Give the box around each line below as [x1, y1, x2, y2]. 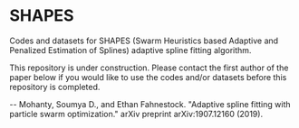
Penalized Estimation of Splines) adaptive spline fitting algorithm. [9, 44, 252, 55]
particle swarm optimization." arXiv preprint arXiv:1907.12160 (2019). [9, 108, 264, 119]
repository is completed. [9, 81, 101, 92]
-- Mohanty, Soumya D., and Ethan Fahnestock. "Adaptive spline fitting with [9, 98, 291, 109]
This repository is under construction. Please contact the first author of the [9, 62, 289, 73]
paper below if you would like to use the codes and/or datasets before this [9, 71, 287, 82]
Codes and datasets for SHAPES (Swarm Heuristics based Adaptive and [9, 35, 279, 46]
